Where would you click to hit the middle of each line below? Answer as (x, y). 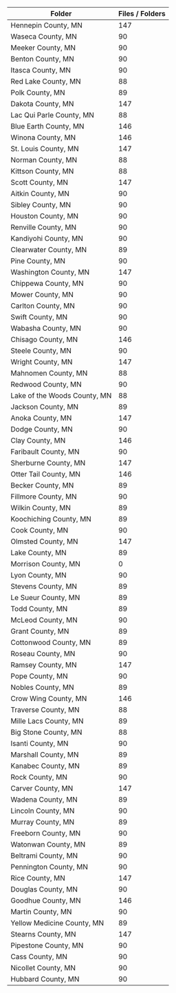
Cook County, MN (40, 530)
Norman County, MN (44, 160)
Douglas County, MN (44, 889)
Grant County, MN (40, 631)
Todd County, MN (39, 609)
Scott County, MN (40, 182)
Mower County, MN (42, 295)
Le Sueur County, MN (45, 598)
